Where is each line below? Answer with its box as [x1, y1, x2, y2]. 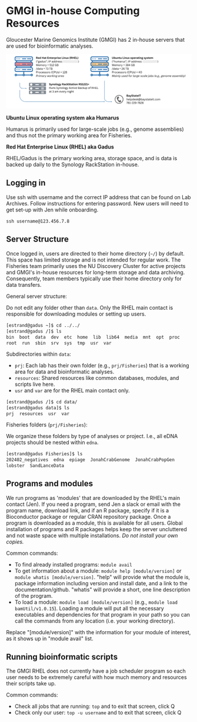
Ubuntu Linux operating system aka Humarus [6, 114, 119, 121]
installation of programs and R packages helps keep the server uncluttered [6, 525, 187, 532]
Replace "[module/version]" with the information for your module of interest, [6, 628, 191, 635]
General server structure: [6, 293, 68, 300]
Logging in [6, 178, 46, 188]
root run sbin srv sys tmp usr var [6, 340, 112, 346]
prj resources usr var [6, 410, 69, 416]
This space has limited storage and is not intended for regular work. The [6, 256, 181, 263]
